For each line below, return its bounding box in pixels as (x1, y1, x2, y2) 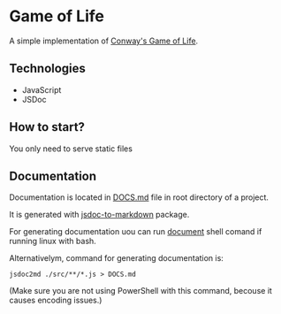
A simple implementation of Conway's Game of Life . (9, 35, 199, 46)
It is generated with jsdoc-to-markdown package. (9, 210, 190, 220)
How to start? (9, 119, 86, 134)
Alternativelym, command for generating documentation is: (9, 253, 224, 264)
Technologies (9, 61, 87, 76)
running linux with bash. (9, 236, 97, 247)
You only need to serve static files (9, 143, 133, 154)
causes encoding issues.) (9, 295, 103, 306)
